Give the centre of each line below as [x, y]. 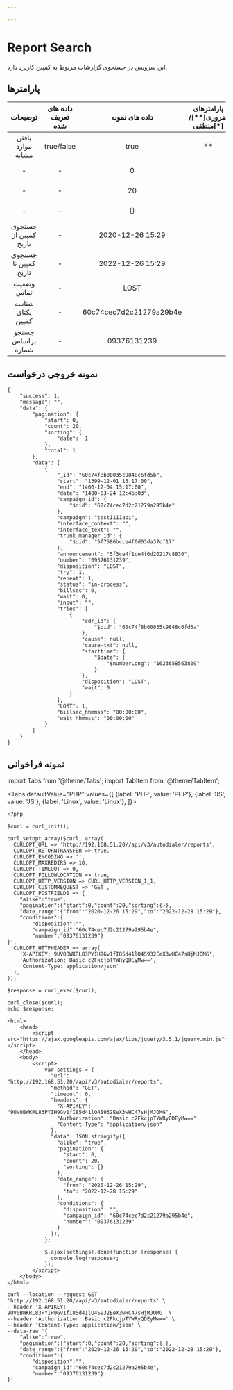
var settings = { [69, 1070]
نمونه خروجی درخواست [53, 374]
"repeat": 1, [76, 579]
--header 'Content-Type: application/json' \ [74, 1325]
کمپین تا [24, 263]
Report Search [50, 48]
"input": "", [76, 603]
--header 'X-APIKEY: [37, 1307]
